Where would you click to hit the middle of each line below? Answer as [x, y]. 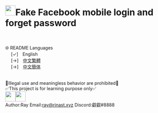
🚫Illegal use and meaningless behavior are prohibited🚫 [62, 83]
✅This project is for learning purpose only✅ [51, 88]
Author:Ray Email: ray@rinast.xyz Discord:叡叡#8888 [60, 105]
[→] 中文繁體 [26, 60]
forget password [41, 23]
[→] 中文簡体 [26, 67]
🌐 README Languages [29, 47]
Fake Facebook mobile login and [84, 12]
